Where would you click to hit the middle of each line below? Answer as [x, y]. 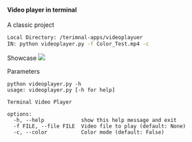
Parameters [23, 71]
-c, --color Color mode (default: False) [89, 132]
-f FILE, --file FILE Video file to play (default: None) [100, 126]
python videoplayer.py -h [44, 84]
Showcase [22, 58]
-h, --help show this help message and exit [95, 120]
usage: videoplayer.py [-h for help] [61, 90]
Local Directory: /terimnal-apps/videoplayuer [75, 38]
